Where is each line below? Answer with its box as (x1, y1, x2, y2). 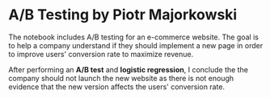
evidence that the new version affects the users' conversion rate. (8, 82, 225, 92)
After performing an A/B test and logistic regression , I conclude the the (8, 64, 249, 74)
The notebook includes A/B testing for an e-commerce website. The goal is (8, 32, 259, 42)
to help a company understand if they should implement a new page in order (8, 40, 264, 50)
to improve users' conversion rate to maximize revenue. (8, 49, 194, 59)
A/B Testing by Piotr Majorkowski (8, 6, 238, 24)
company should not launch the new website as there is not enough (8, 73, 234, 83)
